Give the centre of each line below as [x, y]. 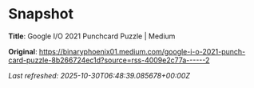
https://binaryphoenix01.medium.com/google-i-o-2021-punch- [142, 51]
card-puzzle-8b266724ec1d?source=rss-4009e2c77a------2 [109, 60]
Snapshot [41, 14]
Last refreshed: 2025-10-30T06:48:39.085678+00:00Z [99, 75]
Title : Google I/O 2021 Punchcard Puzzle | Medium [92, 36]
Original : [23, 51]
